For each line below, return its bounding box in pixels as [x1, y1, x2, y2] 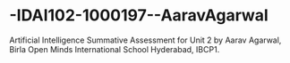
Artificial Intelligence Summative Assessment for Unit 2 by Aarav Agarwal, [9, 35, 282, 45]
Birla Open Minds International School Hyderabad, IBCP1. [9, 43, 220, 54]
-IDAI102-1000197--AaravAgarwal [9, 5, 269, 26]
